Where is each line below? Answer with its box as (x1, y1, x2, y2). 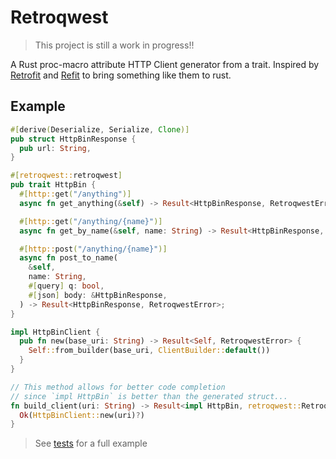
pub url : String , (19, 143, 92, 153)
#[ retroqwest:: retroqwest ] (10, 171, 123, 181)
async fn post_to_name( (19, 253, 118, 263)
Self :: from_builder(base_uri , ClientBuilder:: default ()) (28, 346, 271, 356)
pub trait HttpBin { (10, 180, 97, 190)
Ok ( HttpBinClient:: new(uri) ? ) (19, 410, 145, 420)
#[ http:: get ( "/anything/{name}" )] (19, 216, 163, 226)
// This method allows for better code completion (10, 382, 226, 392)
